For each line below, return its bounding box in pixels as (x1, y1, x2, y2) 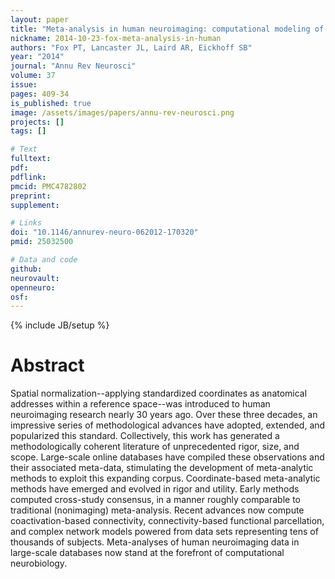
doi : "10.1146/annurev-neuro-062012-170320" (10, 227, 199, 238)
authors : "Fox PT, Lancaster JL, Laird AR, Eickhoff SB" (10, 42, 253, 53)
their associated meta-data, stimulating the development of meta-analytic (10, 462, 314, 474)
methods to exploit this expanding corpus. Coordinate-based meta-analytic (10, 472, 321, 485)
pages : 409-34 (10, 89, 70, 99)
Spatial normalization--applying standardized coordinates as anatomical (10, 387, 308, 400)
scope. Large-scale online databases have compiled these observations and (10, 451, 325, 463)
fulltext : (10, 154, 52, 164)
